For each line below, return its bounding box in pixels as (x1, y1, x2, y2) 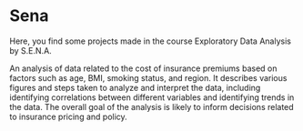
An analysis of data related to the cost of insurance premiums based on (9, 63, 278, 74)
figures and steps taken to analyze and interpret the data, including (9, 82, 261, 93)
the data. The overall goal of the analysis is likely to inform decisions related (9, 101, 294, 112)
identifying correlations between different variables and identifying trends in (9, 92, 295, 103)
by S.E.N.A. (9, 45, 52, 55)
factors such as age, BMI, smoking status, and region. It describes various (9, 72, 288, 83)
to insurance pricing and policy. (9, 111, 127, 122)
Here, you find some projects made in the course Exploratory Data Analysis (9, 35, 291, 46)
